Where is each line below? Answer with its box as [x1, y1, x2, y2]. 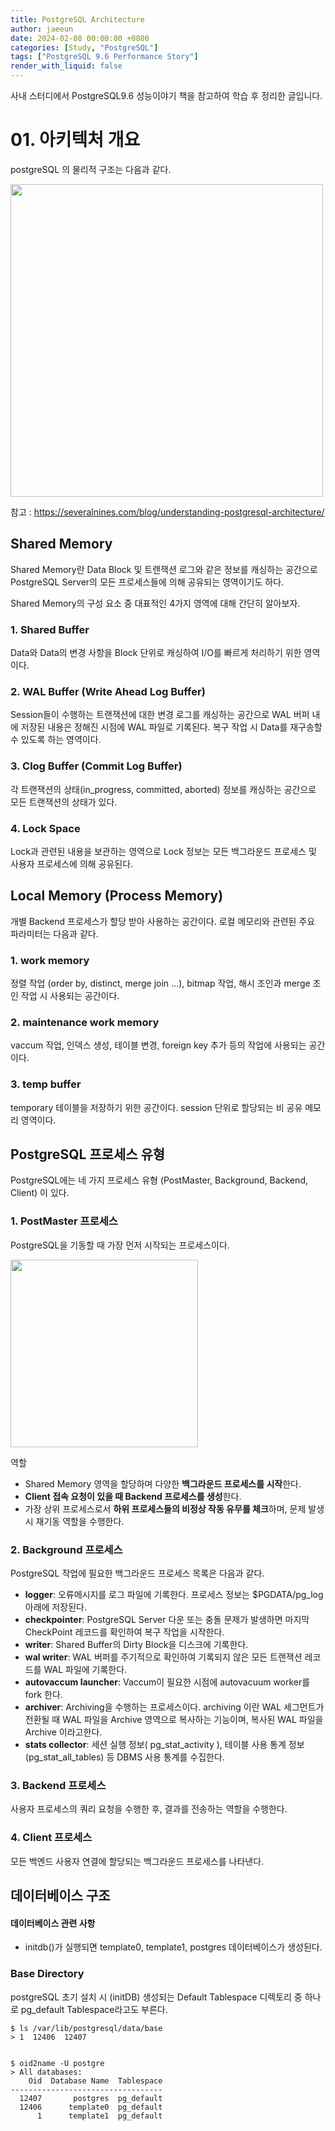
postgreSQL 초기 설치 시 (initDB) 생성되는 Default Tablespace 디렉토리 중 [10, 1991, 303, 2003]
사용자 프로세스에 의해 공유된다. [10, 857, 134, 870]
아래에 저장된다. [24, 1601, 87, 1613]
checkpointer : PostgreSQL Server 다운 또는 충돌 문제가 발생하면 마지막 [24, 1614, 310, 1626]
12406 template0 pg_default [19, 2102, 163, 2112]
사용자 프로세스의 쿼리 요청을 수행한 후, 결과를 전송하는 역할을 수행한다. [10, 1803, 288, 1815]
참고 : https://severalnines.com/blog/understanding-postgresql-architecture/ [10, 506, 325, 518]
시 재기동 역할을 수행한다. [24, 1515, 125, 1527]
